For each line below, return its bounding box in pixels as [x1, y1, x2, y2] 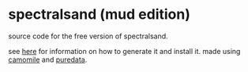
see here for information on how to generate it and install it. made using [8, 46, 241, 56]
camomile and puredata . [8, 55, 88, 64]
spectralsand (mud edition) [8, 5, 191, 23]
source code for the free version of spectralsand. [8, 31, 168, 41]
